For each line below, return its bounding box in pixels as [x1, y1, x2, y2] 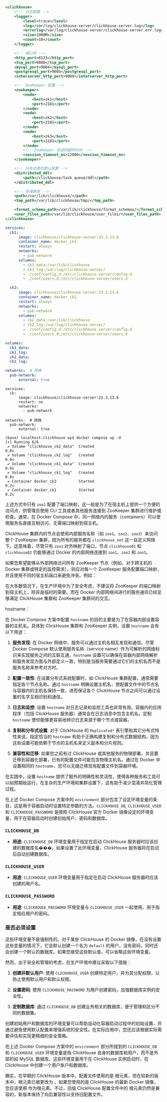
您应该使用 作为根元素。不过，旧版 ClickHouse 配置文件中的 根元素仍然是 [5, 1085, 156, 1091]
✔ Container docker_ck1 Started [7, 487, 94, 493]
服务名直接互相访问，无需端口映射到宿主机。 [9, 520, 101, 526]
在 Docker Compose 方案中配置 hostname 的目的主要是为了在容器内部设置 [5, 616, 155, 622]
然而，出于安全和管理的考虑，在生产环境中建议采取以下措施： [5, 960, 132, 965]
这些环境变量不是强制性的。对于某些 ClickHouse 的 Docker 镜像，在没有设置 [5, 937, 162, 943]
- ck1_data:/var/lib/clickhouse [23, 262, 90, 268]
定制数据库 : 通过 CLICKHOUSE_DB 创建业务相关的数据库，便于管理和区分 [12, 1004, 156, 1010]
